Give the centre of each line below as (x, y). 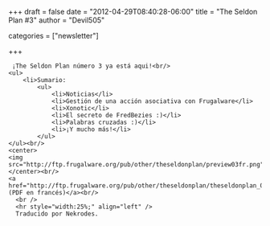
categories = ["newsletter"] (53, 36)
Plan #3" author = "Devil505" (57, 20)
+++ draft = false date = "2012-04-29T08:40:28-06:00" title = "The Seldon (133, 12)
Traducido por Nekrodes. (57, 214)
